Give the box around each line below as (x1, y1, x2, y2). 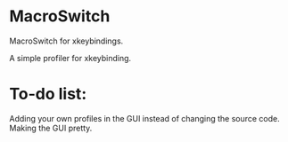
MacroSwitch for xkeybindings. (9, 35, 124, 46)
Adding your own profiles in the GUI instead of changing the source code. (9, 113, 281, 123)
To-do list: (9, 84, 87, 104)
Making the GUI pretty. (9, 122, 93, 133)
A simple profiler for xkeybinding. (9, 52, 132, 63)
